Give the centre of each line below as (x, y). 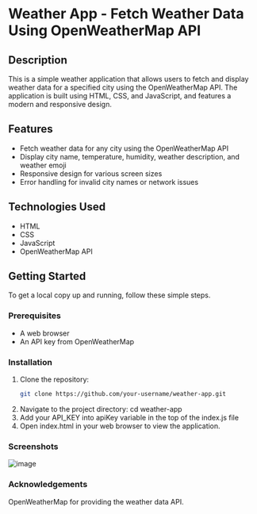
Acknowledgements (48, 485)
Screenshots (33, 447)
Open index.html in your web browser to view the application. (120, 426)
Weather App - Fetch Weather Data (126, 14)
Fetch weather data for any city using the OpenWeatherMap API (124, 148)
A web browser (44, 333)
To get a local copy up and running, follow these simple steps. (109, 295)
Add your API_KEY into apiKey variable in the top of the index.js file (129, 417)
